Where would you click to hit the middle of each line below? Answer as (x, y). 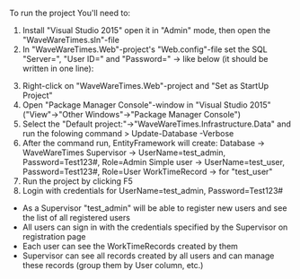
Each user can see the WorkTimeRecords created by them (130, 246)
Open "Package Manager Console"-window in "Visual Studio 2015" (146, 105)
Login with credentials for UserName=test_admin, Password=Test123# (153, 191)
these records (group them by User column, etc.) (113, 265)
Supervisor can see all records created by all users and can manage (148, 256)
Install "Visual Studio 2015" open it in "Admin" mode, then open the (146, 30)
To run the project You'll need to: (70, 13)
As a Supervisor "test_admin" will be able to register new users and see (154, 208)
